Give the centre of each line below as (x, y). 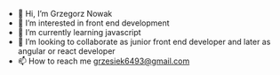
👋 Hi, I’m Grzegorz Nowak (65, 14)
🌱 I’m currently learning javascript (79, 32)
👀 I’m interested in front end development (94, 23)
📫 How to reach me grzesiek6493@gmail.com (104, 61)
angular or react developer (66, 51)
